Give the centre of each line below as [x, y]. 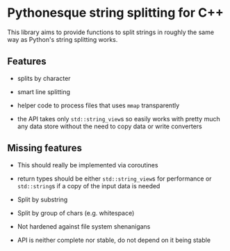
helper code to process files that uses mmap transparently [98, 105]
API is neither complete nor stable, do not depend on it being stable [114, 240]
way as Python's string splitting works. [63, 39]
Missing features [44, 148]
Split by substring [42, 199]
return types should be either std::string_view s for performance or [114, 178]
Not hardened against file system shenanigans [84, 226]
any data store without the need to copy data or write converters [110, 126]
